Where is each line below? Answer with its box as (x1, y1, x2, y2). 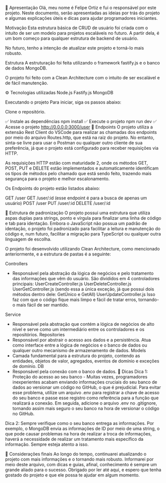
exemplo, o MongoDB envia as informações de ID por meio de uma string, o (5, 425, 160, 431)
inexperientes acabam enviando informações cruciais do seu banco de (12, 379, 158, 385)
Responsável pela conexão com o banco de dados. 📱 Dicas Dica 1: (12, 368, 148, 374)
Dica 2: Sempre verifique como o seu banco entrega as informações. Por (5, 421, 155, 426)
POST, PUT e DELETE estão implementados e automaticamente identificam (5, 165, 159, 171)
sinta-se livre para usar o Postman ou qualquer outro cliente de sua (5, 140, 143, 146)
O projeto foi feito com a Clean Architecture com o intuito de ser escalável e (5, 75, 160, 80)
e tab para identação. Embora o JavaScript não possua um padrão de (5, 221, 147, 226)
